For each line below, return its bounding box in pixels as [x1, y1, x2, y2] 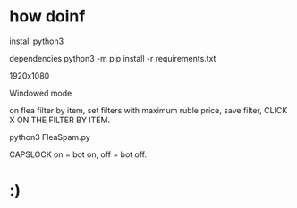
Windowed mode [9, 87, 72, 98]
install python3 [9, 36, 64, 46]
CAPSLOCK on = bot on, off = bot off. [9, 149, 148, 160]
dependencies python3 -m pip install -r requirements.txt [9, 53, 216, 63]
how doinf [9, 6, 86, 27]
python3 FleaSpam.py [9, 131, 91, 142]
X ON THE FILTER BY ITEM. [9, 114, 110, 125]
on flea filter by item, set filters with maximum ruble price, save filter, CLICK [9, 104, 288, 115]
